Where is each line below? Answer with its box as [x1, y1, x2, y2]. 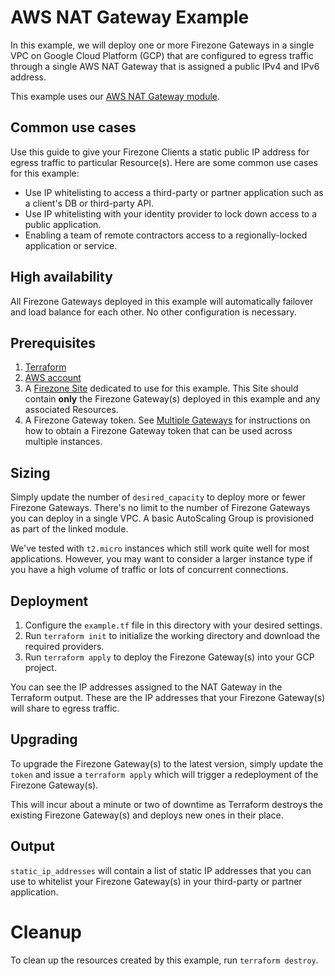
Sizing [10, 464, 51, 481]
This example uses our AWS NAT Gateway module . [10, 90, 221, 102]
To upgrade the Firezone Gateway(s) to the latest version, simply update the [10, 757, 324, 770]
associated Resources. [24, 404, 119, 416]
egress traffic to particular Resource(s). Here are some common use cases [10, 156, 318, 168]
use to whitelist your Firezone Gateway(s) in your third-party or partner [10, 875, 303, 887]
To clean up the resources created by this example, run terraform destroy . [10, 954, 319, 966]
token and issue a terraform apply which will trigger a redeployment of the [10, 768, 319, 780]
